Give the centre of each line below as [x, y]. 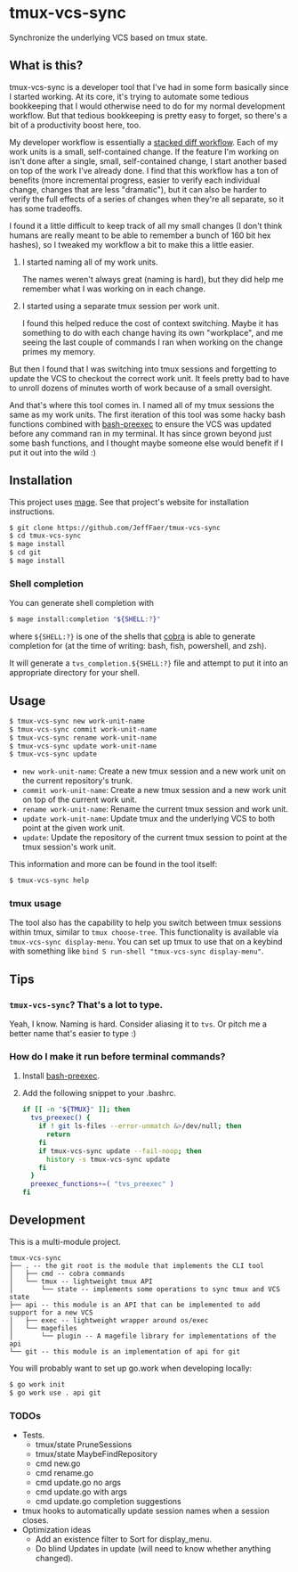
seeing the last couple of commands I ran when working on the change [152, 342]
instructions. [32, 512]
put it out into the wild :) [52, 452]
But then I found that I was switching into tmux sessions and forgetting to [143, 369]
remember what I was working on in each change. [114, 289]
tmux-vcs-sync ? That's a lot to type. [86, 1004]
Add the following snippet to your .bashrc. [99, 1093]
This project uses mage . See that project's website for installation [129, 502]
